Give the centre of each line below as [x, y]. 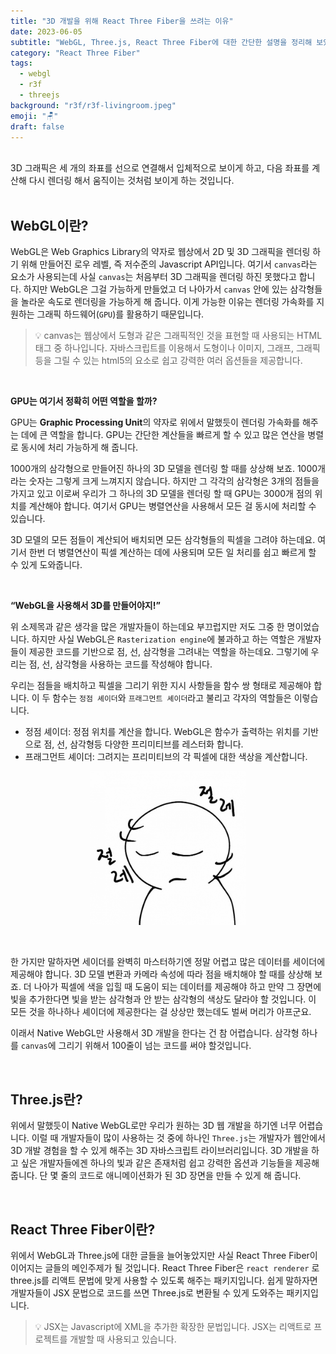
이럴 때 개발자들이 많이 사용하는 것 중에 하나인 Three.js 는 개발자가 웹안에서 [178, 1138]
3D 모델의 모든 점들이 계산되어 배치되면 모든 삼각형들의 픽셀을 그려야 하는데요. [163, 540]
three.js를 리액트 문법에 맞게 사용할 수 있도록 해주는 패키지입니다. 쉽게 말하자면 [164, 1281]
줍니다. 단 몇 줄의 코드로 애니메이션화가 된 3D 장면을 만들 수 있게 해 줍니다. [156, 1176]
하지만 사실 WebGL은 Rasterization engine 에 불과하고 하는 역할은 [163, 639]
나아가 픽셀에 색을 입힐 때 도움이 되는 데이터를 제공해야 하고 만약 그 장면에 [177, 987]
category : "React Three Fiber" [75, 53]
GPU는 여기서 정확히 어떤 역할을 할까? [84, 401]
